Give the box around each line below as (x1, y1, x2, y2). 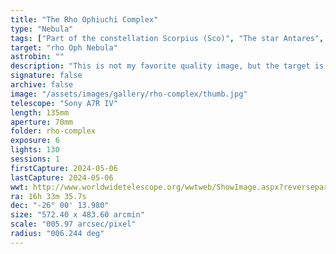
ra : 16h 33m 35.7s (10, 191, 87, 201)
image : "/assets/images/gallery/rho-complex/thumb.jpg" (10, 89, 248, 99)
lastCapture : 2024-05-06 (10, 172, 114, 183)
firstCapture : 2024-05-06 (10, 163, 118, 173)
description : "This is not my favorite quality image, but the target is (10, 61, 325, 71)
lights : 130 (10, 145, 60, 155)
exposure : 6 (10, 136, 60, 146)
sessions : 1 (10, 154, 60, 164)
